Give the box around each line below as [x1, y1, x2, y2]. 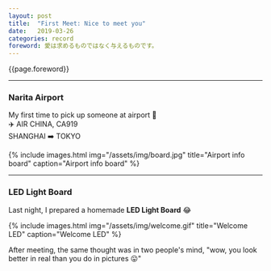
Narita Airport [8, 92, 65, 104]
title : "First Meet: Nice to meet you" [8, 19, 147, 28]
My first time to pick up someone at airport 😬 [8, 110, 157, 120]
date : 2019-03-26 [8, 27, 74, 35]
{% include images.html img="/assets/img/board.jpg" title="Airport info [8, 150, 245, 160]
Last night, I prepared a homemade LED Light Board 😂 [8, 205, 192, 214]
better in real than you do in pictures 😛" [8, 253, 142, 263]
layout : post [8, 11, 52, 20]
